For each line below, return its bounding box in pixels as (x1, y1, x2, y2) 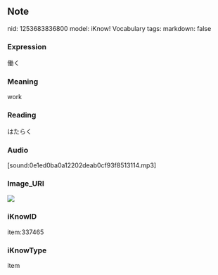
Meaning (7, 77, 39, 87)
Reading (7, 110, 37, 120)
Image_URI (7, 179, 44, 188)
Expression (7, 41, 47, 51)
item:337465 (7, 228, 44, 236)
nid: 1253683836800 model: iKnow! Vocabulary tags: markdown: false (7, 24, 212, 32)
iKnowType (7, 245, 47, 255)
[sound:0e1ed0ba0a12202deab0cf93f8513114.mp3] (7, 161, 157, 170)
